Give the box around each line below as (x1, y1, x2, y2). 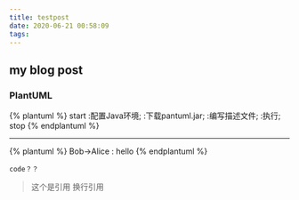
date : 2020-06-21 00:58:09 (9, 21, 109, 30)
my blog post (9, 62, 84, 77)
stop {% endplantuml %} (9, 121, 100, 132)
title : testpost (9, 12, 69, 22)
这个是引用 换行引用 (30, 181, 104, 192)
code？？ (9, 165, 39, 174)
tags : (9, 29, 29, 38)
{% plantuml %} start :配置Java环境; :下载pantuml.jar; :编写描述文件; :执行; (9, 110, 281, 121)
